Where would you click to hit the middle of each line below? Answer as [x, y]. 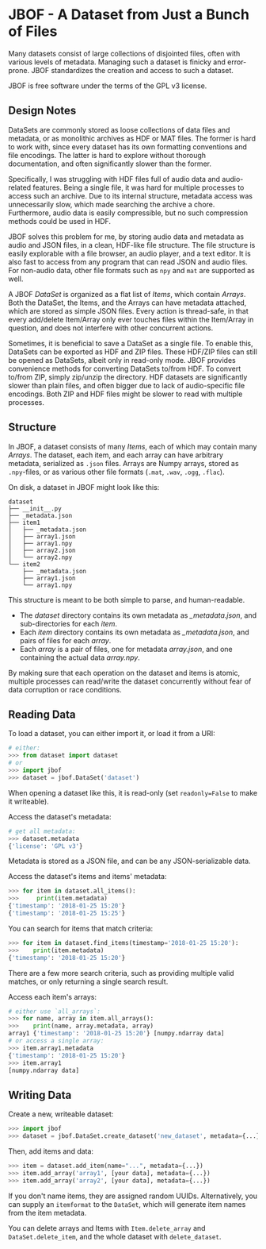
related [20, 187]
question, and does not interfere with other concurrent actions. [111, 328]
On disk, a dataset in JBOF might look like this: [84, 487]
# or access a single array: [56, 1041]
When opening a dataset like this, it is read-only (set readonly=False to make [133, 792]
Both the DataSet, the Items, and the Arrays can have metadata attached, [127, 303]
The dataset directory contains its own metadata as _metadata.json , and [138, 615]
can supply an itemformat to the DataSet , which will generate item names [127, 1204]
